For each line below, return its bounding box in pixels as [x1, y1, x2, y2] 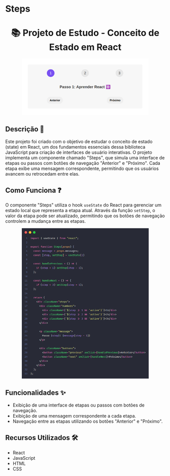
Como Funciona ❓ [5, 186, 62, 195]
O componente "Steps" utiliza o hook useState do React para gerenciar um [5, 202, 162, 208]
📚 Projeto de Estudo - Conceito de [11, 27, 160, 39]
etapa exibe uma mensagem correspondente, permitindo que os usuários [5, 165, 159, 172]
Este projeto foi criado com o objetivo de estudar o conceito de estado [5, 138, 153, 145]
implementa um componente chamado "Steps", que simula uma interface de [5, 154, 165, 160]
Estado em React [49, 42, 122, 53]
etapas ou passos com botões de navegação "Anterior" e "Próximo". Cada [5, 160, 161, 166]
